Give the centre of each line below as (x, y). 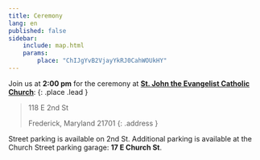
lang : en (23, 23)
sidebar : (23, 38)
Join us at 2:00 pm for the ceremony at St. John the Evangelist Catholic (129, 83)
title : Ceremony (35, 16)
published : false (37, 31)
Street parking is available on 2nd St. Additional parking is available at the (130, 138)
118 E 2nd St (48, 107)
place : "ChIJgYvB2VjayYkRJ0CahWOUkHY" (102, 61)
